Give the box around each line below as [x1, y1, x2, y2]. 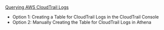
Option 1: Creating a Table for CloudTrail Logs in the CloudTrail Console [12, 14, 159, 19]
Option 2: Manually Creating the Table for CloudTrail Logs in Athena [12, 19, 152, 25]
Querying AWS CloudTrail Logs [5, 4, 69, 10]
